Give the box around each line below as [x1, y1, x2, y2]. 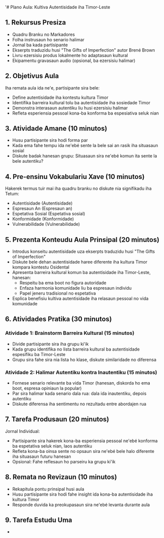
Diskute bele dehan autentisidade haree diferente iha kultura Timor [12, 259, 148, 265]
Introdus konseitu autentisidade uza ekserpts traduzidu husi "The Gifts [12, 248, 155, 255]
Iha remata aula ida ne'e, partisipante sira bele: [5, 85, 100, 90]
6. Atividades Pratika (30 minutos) [5, 315, 112, 324]
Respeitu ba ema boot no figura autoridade [19, 280, 107, 286]
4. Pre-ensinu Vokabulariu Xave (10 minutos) [5, 172, 145, 181]
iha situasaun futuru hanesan [12, 453, 71, 459]
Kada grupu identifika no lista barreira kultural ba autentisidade [12, 346, 140, 352]
